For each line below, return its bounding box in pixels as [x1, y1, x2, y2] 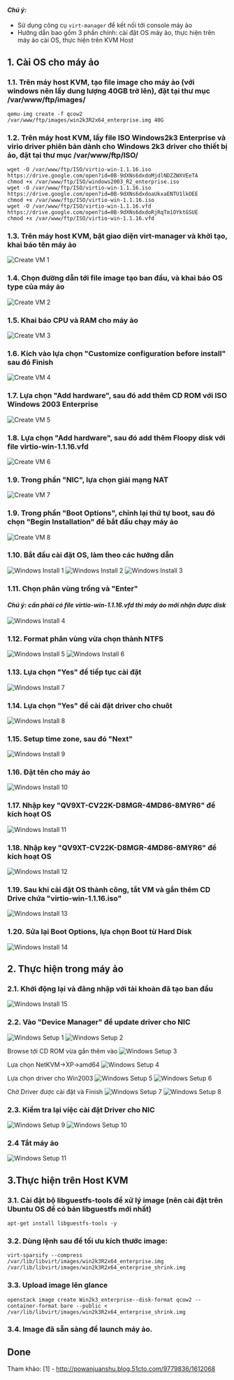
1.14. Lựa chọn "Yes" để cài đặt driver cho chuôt [7, 700, 173, 710]
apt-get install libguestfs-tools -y [7, 1220, 117, 1227]
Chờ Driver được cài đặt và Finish [7, 1087, 103, 1095]
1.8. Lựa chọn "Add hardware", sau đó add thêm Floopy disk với [7, 433, 226, 443]
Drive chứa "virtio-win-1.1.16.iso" [7, 893, 122, 903]
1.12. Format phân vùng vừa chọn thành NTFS [7, 633, 164, 643]
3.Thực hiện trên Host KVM [7, 1174, 129, 1186]
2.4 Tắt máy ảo [7, 1138, 59, 1148]
